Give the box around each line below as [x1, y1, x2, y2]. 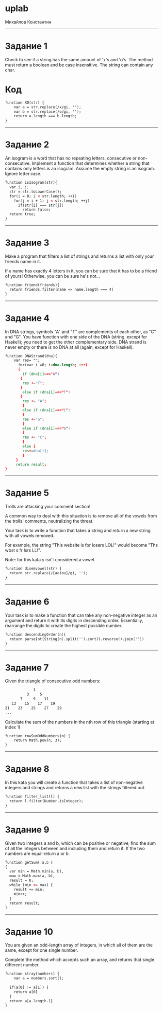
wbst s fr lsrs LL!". [5, 548, 41, 553]
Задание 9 [5, 824, 49, 835]
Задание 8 [5, 763, 49, 775]
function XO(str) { [5, 100, 45, 105]
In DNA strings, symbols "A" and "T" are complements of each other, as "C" [5, 329, 156, 335]
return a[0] [14, 989, 38, 994]
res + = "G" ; [22, 417, 45, 422]
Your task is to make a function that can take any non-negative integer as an [5, 612, 158, 618]
